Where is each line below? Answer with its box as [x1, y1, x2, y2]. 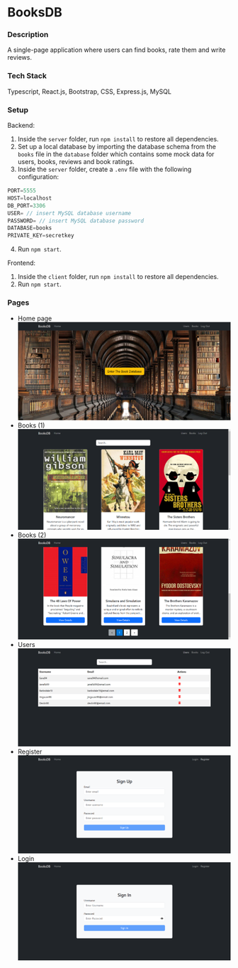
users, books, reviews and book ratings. [17, 158, 135, 166]
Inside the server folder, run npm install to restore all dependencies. [17, 135, 219, 143]
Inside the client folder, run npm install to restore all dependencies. [17, 273, 219, 281]
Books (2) [17, 531, 47, 539]
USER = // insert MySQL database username [7, 210, 132, 217]
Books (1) [17, 421, 45, 430]
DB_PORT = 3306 [7, 202, 46, 210]
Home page [17, 314, 52, 322]
